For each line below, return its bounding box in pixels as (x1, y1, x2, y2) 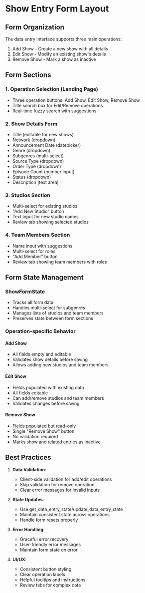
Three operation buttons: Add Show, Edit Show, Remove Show (12, 97, 141, 103)
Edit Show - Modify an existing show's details (12, 51, 106, 57)
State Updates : (12, 496, 44, 502)
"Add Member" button (12, 253, 58, 260)
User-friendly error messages (19, 541, 81, 547)
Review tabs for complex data (19, 582, 81, 588)
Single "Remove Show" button (12, 428, 75, 434)
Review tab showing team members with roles (12, 259, 107, 265)
